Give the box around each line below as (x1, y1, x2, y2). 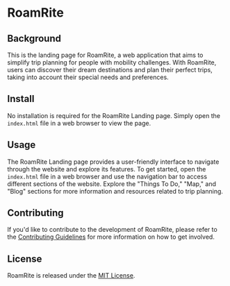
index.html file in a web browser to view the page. (7, 119, 151, 127)
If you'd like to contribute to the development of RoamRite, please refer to (7, 226, 217, 234)
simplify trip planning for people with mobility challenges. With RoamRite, (7, 58, 217, 67)
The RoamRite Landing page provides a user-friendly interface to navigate (7, 158, 220, 166)
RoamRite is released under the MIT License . (7, 271, 135, 280)
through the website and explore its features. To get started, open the (7, 165, 206, 173)
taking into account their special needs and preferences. (7, 73, 169, 81)
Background (7, 33, 61, 44)
